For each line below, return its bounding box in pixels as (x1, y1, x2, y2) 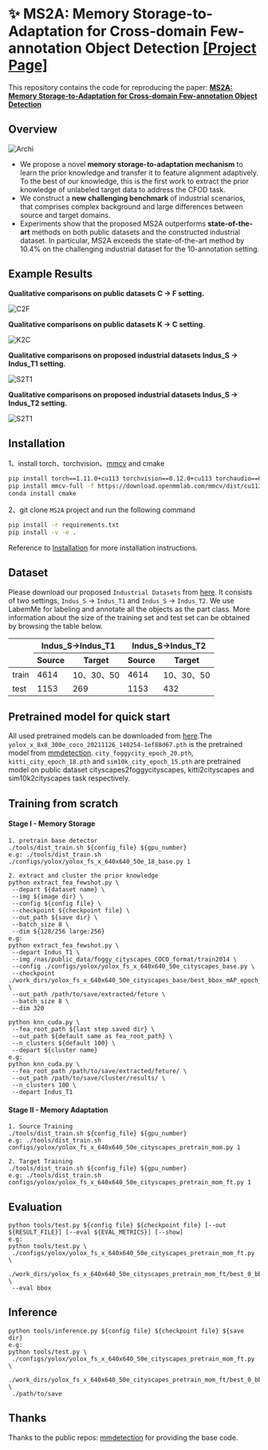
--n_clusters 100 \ (11, 1081, 77, 1089)
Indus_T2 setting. (8, 398, 68, 408)
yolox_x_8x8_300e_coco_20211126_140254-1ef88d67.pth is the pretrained (8, 740, 243, 749)
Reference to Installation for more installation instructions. (8, 543, 198, 552)
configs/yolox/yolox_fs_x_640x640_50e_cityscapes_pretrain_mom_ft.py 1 (8, 1179, 251, 1187)
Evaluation (8, 1200, 62, 1214)
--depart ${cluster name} (11, 1046, 98, 1054)
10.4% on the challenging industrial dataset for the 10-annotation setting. (19, 244, 260, 254)
